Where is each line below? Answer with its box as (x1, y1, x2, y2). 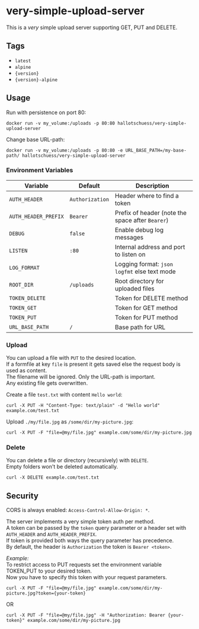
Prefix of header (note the (114, 208, 187, 217)
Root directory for (114, 277, 164, 285)
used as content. (6, 367, 47, 374)
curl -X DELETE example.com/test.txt (6, 475, 99, 481)
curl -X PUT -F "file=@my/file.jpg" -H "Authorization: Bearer (6, 612, 166, 618)
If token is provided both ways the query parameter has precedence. (6, 537, 174, 544)
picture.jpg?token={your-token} (6, 590, 86, 596)
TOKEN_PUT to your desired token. (6, 567, 92, 574)
